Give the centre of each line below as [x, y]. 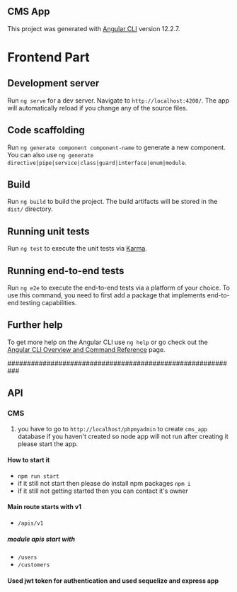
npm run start [38, 476]
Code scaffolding [46, 130]
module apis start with [41, 539]
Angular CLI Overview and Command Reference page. [86, 349]
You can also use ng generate [51, 154]
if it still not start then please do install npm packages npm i [104, 483]
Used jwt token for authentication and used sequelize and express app [113, 581]
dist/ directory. [30, 209]
